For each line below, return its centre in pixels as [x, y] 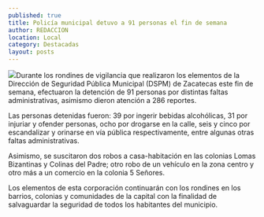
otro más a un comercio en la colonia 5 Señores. [87, 173]
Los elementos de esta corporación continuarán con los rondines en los [125, 188]
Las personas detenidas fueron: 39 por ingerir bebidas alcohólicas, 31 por [128, 116]
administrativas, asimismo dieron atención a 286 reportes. [102, 100]
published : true [35, 15]
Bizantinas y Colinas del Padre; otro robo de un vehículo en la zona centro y [131, 164]
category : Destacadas [44, 45]
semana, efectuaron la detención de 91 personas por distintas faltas [118, 92]
